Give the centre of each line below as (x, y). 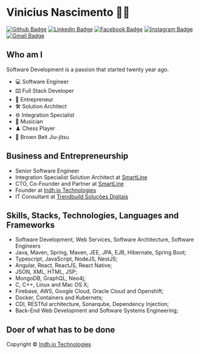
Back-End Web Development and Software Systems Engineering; (97, 311)
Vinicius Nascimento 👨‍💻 (68, 12)
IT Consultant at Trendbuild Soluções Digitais (72, 196)
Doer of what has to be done (61, 329)
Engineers (28, 246)
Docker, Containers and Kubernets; (59, 298)
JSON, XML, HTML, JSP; (46, 272)
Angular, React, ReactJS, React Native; (64, 265)
